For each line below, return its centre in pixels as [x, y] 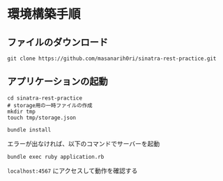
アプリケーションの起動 [57, 82]
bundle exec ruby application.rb [56, 157]
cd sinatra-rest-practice [45, 98]
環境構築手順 [44, 14]
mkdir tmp [22, 111]
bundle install [29, 129]
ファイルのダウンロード [57, 42]
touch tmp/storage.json [42, 118]
